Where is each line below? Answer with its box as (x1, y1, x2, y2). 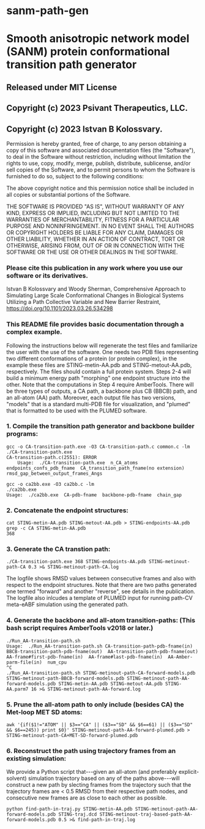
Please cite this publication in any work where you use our (6, 263, 183, 272)
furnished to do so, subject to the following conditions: (6, 172, 144, 180)
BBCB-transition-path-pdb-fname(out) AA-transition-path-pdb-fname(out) (6, 648, 199, 654)
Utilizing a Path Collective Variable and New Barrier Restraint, (6, 298, 161, 306)
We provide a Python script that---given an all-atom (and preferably (6, 768, 177, 776)
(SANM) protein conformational (6, 45, 170, 59)
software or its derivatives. (6, 271, 89, 279)
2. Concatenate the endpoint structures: (6, 506, 129, 515)
